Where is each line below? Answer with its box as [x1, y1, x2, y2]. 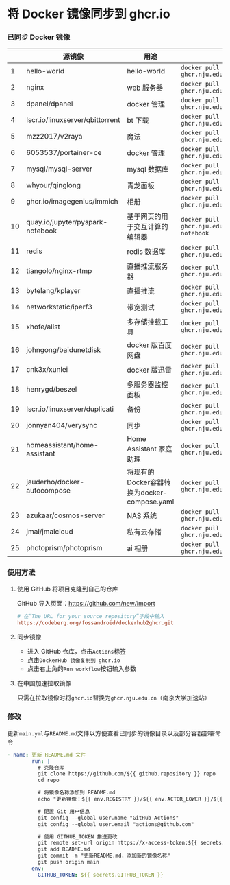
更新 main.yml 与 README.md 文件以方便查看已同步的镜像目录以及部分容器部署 [7, 729, 216, 737]
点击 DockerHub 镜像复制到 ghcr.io [27, 656, 120, 664]
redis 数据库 [126, 247, 166, 257]
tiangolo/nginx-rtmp [26, 266, 92, 276]
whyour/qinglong [26, 180, 81, 190]
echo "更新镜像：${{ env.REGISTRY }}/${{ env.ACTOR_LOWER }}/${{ [37, 796, 223, 803]
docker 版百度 [126, 340, 172, 350]
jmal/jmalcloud [26, 527, 73, 536]
